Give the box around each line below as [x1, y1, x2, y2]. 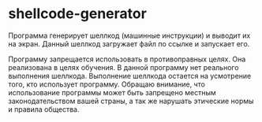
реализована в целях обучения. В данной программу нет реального [8, 62, 239, 72]
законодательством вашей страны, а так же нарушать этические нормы [8, 96, 254, 105]
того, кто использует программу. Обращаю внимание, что [8, 79, 205, 89]
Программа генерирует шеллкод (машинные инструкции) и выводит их [8, 31, 251, 40]
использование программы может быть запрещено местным [8, 87, 216, 97]
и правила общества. [8, 104, 80, 114]
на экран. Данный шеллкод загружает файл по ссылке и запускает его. [8, 39, 250, 48]
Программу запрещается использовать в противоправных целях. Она [8, 54, 246, 64]
